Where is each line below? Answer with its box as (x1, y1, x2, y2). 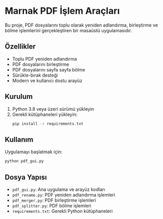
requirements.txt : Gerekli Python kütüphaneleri (12, 208, 113, 214)
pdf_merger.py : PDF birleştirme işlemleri (12, 197, 97, 203)
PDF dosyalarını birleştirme (12, 61, 69, 67)
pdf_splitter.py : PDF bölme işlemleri (12, 202, 91, 209)
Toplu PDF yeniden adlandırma (12, 56, 77, 62)
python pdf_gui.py (5, 159, 44, 164)
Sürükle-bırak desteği (12, 72, 58, 78)
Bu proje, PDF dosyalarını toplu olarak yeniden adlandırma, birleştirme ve (5, 22, 158, 28)
